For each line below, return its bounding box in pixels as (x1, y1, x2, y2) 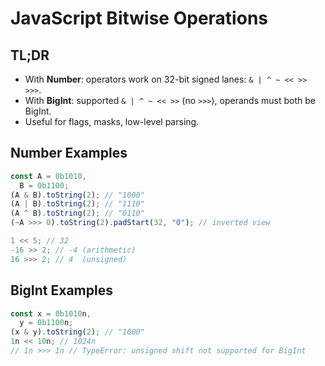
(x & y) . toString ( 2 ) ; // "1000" (10, 327, 145, 337)
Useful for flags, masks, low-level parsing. (24, 116, 200, 127)
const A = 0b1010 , (10, 171, 87, 181)
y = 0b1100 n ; (19, 318, 74, 328)
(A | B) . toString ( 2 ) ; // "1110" (10, 199, 145, 209)
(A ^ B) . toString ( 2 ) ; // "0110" (10, 208, 145, 219)
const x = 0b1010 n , (10, 308, 92, 319)
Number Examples (10, 145, 128, 162)
